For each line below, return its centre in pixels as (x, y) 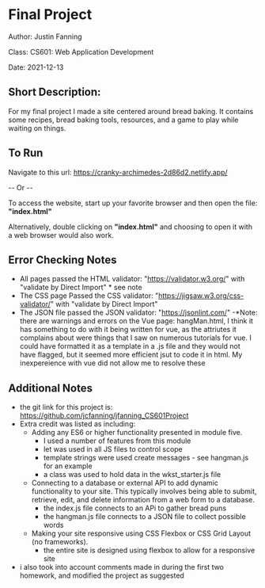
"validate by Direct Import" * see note (81, 288)
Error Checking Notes (62, 260)
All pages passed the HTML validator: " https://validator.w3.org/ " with (132, 279)
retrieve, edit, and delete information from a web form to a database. (143, 500)
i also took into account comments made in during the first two (121, 567)
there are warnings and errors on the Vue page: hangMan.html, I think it (136, 321)
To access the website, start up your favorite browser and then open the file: (133, 203)
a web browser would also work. (61, 235)
